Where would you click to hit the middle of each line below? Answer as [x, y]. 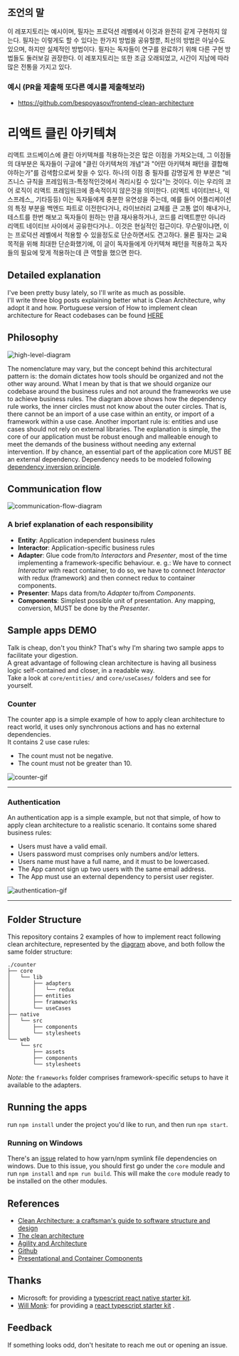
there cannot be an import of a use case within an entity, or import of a [111, 414]
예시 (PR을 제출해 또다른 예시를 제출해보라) [76, 87]
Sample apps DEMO [52, 630]
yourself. [20, 685]
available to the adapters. [44, 1085]
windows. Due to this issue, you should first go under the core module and [116, 1166]
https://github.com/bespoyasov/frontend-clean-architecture [106, 103]
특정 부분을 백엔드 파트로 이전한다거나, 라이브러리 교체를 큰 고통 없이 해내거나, [123, 208]
